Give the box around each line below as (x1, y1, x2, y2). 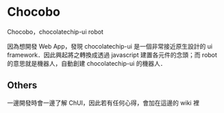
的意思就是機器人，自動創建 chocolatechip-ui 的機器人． (7, 59, 166, 67)
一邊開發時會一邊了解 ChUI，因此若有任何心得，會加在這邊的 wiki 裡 (7, 99, 200, 107)
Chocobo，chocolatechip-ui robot (7, 27, 104, 36)
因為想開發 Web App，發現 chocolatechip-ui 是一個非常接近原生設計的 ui (7, 42, 213, 50)
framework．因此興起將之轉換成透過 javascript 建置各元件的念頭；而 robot (7, 51, 218, 59)
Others (7, 79, 38, 91)
